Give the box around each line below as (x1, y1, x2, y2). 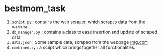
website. (11, 24, 29, 29)
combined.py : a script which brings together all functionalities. (11, 44, 136, 50)
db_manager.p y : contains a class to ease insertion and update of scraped (11, 29, 157, 35)
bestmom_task (4, 3, 66, 14)
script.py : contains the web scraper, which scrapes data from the (11, 19, 146, 25)
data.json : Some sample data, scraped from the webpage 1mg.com (11, 39, 148, 45)
